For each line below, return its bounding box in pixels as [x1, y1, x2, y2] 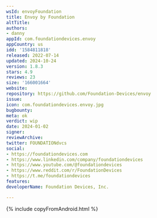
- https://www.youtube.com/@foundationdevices [6, 162, 122, 168]
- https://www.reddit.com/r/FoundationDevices [6, 167, 122, 174]
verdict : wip [6, 118, 38, 124]
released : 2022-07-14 [6, 52, 59, 58]
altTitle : [6, 19, 31, 25]
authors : [6, 25, 28, 31]
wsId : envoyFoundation [6, 8, 62, 15]
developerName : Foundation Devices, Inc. [6, 184, 109, 190]
